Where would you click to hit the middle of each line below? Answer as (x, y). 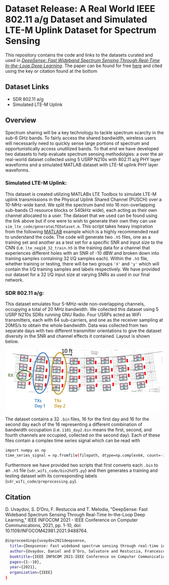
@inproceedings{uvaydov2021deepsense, (46, 541)
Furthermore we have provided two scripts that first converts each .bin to (82, 465)
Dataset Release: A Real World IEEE (80, 9)
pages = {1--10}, (26, 562)
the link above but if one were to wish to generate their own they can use (81, 221)
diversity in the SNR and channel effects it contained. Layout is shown (77, 336)
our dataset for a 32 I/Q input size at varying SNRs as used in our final (77, 274)
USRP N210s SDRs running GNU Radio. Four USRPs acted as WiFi (73, 315)
